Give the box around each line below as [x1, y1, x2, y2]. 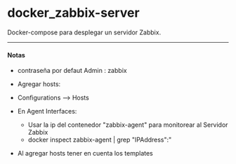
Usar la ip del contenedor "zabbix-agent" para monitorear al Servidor [27, 121, 228, 129]
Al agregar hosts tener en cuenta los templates [17, 149, 153, 158]
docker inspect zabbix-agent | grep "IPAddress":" [27, 135, 172, 144]
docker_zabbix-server [7, 5, 140, 21]
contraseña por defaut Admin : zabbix [17, 67, 128, 75]
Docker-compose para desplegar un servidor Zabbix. [7, 28, 162, 36]
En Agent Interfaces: [17, 107, 77, 116]
